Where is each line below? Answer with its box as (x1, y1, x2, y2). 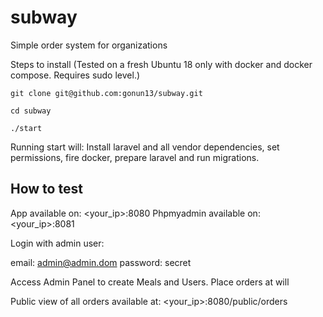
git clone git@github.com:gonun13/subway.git (10, 88, 203, 98)
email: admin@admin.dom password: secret (10, 256, 192, 268)
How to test (10, 181, 83, 198)
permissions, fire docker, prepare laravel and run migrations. (10, 151, 260, 163)
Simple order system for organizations (10, 39, 168, 51)
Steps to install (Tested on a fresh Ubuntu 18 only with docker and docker (10, 58, 313, 70)
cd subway (10, 106, 52, 116)
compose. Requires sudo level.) (10, 69, 141, 81)
